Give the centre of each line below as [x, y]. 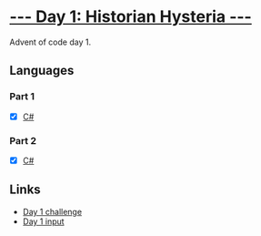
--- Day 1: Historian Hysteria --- [130, 17]
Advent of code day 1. [50, 42]
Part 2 [23, 140]
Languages [42, 71]
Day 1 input [44, 221]
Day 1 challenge [52, 211]
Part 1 [22, 97]
